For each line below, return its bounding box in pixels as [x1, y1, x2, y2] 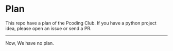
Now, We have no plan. [5, 40, 54, 46]
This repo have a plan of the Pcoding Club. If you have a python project [5, 20, 157, 26]
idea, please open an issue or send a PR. [5, 25, 92, 31]
